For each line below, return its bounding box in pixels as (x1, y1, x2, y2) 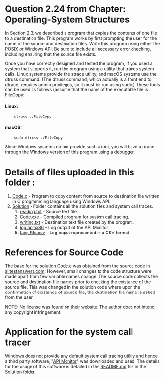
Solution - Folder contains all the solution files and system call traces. (12, 204, 154, 209)
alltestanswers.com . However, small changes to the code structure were (5, 268, 152, 274)
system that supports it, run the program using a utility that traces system (5, 65, 154, 72)
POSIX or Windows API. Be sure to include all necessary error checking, (5, 46, 151, 52)
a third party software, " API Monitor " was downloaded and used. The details (5, 358, 160, 364)
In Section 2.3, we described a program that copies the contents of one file (5, 30, 158, 36)
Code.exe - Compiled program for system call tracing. (19, 214, 130, 220)
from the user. (5, 294, 34, 300)
